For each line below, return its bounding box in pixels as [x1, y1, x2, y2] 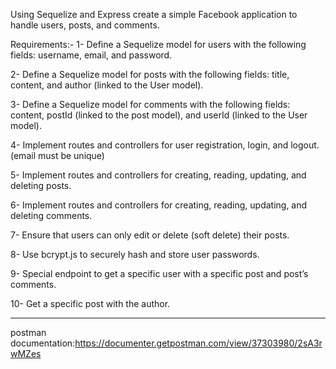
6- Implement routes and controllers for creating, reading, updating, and [10, 199, 308, 211]
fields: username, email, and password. [10, 49, 173, 61]
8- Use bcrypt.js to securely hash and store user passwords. [10, 249, 260, 260]
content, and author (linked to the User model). [10, 79, 204, 91]
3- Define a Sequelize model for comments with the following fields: [10, 99, 291, 110]
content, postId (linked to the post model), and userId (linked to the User [10, 109, 308, 121]
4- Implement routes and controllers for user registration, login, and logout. [10, 139, 320, 151]
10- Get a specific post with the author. [10, 298, 171, 309]
